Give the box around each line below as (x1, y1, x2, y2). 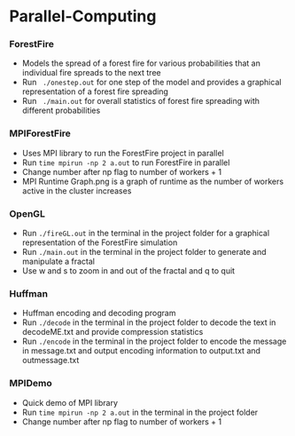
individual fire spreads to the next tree (21, 67, 161, 78)
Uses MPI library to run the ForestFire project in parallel (21, 147, 224, 158)
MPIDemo (9, 377, 52, 390)
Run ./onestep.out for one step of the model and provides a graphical (21, 77, 282, 88)
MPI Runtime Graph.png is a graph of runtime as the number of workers (21, 176, 284, 186)
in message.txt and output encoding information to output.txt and (21, 345, 261, 356)
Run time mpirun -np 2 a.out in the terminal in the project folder (21, 407, 259, 417)
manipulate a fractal (21, 256, 96, 267)
